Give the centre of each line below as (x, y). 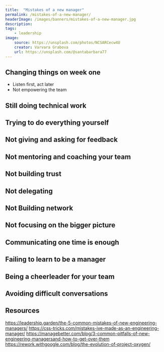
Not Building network (39, 208)
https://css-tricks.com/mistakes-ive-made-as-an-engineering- (94, 328)
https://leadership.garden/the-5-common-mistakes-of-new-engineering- (81, 323)
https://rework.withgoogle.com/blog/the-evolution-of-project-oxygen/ (78, 344)
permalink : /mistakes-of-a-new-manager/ (48, 15)
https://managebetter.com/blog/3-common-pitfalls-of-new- (88, 333)
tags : (11, 29)
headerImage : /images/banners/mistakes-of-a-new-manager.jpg (71, 19)
